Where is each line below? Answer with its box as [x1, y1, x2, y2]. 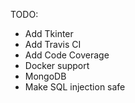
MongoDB [24, 70, 67, 82]
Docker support [24, 60, 90, 71]
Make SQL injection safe [24, 81, 126, 93]
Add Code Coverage [24, 49, 110, 61]
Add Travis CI [24, 39, 82, 50]
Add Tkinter [24, 28, 74, 39]
